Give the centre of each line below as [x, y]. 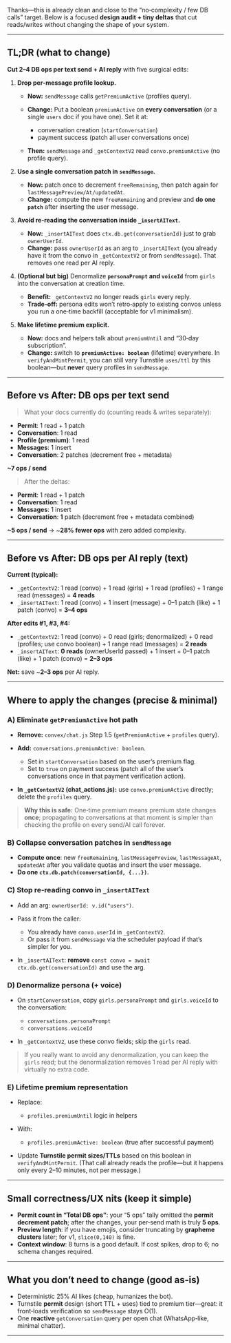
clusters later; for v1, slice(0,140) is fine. [76, 1237]
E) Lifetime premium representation [68, 1087]
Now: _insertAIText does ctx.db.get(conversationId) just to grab [122, 233]
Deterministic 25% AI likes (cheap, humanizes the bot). [95, 1296]
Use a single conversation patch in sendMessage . [86, 171]
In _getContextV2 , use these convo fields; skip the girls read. [104, 1042]
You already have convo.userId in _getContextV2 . [96, 932]
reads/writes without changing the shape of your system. [88, 24]
